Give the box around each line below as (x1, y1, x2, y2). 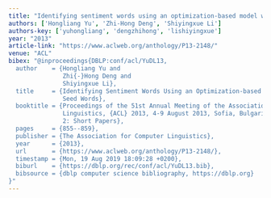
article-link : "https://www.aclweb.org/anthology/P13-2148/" (8, 42, 219, 50)
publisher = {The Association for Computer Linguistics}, (15, 132, 215, 140)
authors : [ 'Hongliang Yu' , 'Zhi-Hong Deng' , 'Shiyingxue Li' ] (8, 19, 222, 27)
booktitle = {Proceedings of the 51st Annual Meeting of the (15, 102, 226, 110)
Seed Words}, (62, 95, 106, 103)
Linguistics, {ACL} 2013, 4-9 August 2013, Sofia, (62, 110, 236, 118)
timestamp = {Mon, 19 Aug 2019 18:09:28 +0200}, (15, 154, 182, 162)
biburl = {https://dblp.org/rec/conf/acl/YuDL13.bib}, (15, 162, 215, 171)
